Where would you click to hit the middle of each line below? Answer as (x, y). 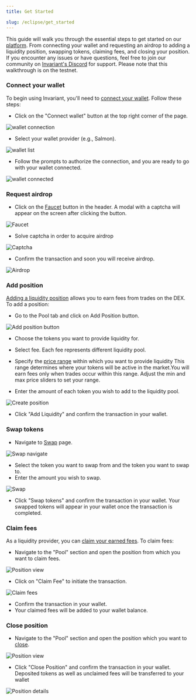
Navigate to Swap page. (44, 442)
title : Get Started (30, 11)
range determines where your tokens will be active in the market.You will (102, 367)
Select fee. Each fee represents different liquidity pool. (80, 350)
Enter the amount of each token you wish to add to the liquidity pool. (97, 391)
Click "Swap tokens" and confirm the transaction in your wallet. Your (97, 500)
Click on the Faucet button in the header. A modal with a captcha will (97, 207)
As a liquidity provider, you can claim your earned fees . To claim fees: (90, 541)
